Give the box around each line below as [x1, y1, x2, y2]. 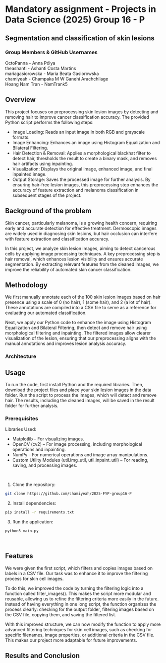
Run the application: [12, 519, 54, 525]
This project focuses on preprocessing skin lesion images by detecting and [5, 108, 159, 115]
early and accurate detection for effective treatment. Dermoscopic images [5, 225, 157, 231]
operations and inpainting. [12, 446, 66, 453]
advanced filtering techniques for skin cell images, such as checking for [5, 626, 152, 632]
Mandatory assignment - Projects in [5, 3, 156, 15]
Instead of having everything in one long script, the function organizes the [5, 601, 157, 607]
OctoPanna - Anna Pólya [5, 60, 55, 66]
